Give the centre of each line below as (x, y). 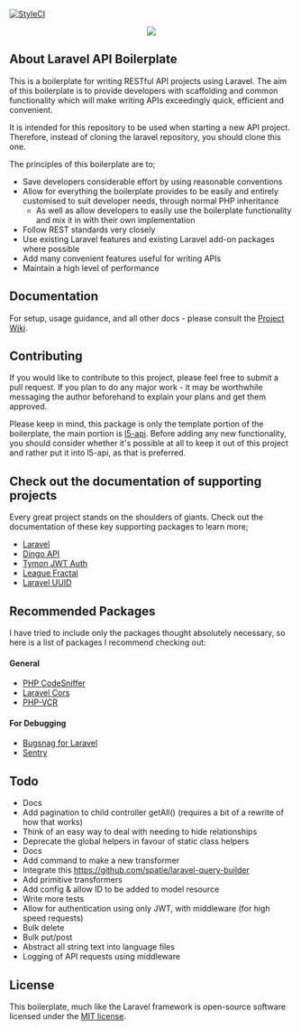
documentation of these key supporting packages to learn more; (129, 527)
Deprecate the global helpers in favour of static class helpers (136, 841)
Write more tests (53, 899)
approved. (28, 407)
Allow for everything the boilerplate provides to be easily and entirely (150, 191)
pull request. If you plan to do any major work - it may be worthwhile (136, 388)
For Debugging (38, 723)
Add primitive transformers (73, 880)
